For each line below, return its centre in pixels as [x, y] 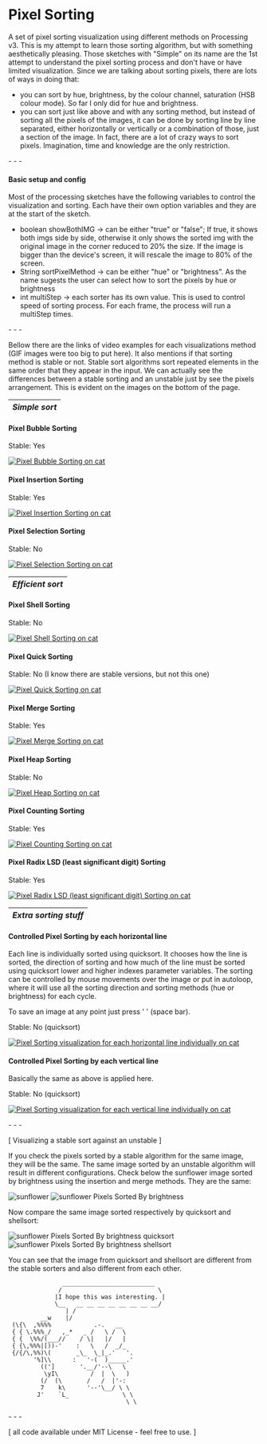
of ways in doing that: [44, 79]
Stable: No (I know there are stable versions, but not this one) [109, 674]
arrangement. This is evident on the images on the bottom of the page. [124, 388]
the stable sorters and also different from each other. [95, 1268]
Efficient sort [38, 584]
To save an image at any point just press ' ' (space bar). [100, 1012]
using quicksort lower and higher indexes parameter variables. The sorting [131, 971]
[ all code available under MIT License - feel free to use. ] [102, 1432]
